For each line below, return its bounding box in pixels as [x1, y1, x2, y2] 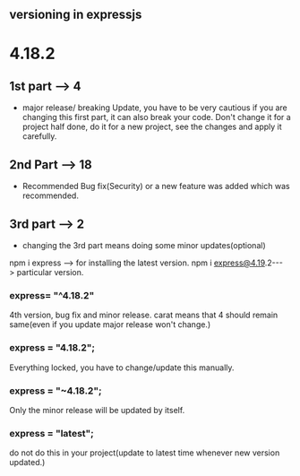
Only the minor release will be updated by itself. [9, 404, 185, 415]
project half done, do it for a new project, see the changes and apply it [21, 121, 282, 133]
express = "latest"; [9, 427, 94, 439]
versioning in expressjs [9, 7, 142, 22]
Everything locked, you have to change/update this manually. [9, 362, 235, 373]
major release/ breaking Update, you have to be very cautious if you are [21, 102, 288, 113]
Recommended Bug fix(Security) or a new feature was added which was [21, 181, 290, 192]
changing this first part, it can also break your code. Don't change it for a [21, 112, 291, 123]
